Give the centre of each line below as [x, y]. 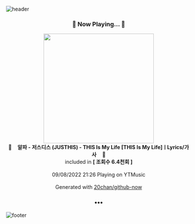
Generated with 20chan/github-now [99, 187]
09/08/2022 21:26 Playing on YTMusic [99, 175]
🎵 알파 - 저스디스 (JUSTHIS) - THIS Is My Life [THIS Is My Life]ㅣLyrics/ [97, 147]
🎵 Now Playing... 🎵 [99, 24]
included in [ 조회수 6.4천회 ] [99, 162]
